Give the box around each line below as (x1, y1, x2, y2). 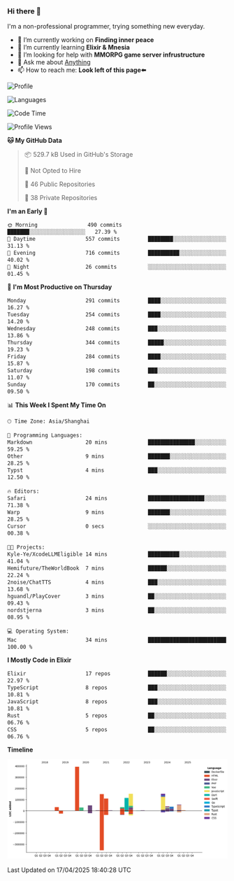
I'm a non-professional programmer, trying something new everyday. (7, 22, 205, 31)
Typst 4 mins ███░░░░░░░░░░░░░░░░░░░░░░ (7, 467, 227, 474)
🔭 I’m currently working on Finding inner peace (17, 36, 154, 44)
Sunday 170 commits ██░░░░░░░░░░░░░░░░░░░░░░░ (7, 381, 227, 388)
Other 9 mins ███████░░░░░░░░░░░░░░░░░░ (7, 453, 227, 460)
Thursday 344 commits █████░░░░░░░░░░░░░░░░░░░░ (7, 339, 227, 346)
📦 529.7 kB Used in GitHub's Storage (24, 150, 133, 159)
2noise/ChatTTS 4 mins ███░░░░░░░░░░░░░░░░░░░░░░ (7, 579, 227, 586)
